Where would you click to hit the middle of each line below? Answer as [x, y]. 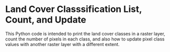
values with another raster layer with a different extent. [62, 44]
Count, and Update [46, 20]
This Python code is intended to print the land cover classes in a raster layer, [85, 33]
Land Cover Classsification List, [74, 9]
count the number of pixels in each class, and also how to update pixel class [85, 39]
